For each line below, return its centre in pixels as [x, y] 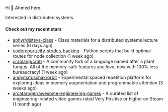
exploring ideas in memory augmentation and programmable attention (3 [88, 83]
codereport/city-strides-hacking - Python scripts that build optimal [81, 51]
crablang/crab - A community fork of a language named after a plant [83, 62]
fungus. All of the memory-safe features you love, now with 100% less [85, 67]
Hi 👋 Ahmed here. [23, 8]
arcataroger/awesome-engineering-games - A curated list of [75, 93]
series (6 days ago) [32, 46]
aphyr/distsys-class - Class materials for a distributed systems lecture [85, 40]
